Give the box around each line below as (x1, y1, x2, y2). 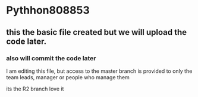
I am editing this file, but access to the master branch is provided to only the (6, 67, 193, 75)
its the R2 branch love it (6, 85, 64, 92)
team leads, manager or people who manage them (6, 73, 130, 80)
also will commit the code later (6, 54, 96, 62)
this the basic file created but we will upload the (6, 27, 187, 37)
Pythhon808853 (6, 4, 90, 17)
